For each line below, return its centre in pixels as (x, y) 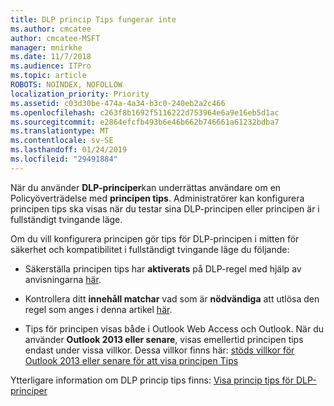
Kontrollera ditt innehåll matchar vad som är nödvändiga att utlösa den (172, 298)
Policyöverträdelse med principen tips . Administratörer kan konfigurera (157, 198)
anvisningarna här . (63, 279)
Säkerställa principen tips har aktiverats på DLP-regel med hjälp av (163, 268)
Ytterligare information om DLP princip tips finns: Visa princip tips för (152, 380)
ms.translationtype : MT (60, 131)
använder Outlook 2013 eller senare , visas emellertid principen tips (164, 339)
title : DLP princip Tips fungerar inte (93, 19)
